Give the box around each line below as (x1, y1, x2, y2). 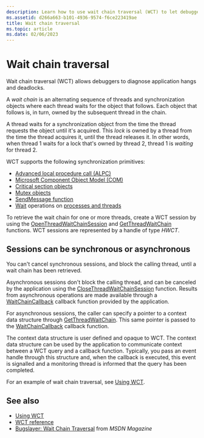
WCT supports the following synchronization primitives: (6, 158, 146, 166)
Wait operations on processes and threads (15, 202, 121, 209)
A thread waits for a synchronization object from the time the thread (6, 121, 176, 128)
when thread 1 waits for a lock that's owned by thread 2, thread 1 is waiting (6, 140, 193, 147)
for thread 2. (6, 146, 38, 153)
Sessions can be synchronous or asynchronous (6, 244, 191, 255)
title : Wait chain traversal (6, 20, 80, 26)
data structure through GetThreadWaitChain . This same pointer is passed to (6, 316, 196, 323)
